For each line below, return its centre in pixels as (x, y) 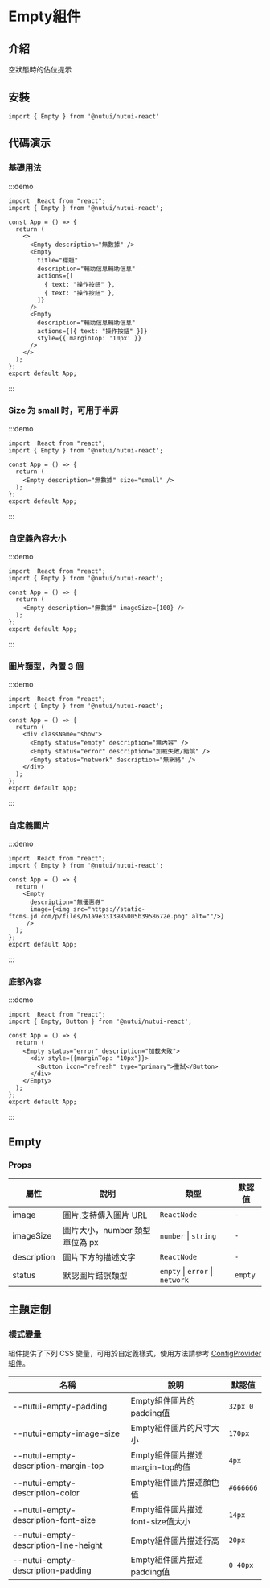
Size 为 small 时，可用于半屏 (63, 410)
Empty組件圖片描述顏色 (175, 1483)
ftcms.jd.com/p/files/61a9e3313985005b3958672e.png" (98, 916)
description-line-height (57, 1545)
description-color (46, 1493)
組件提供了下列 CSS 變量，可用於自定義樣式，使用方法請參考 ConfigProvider (135, 1354)
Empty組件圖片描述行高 (175, 1541)
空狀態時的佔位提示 (40, 70)
